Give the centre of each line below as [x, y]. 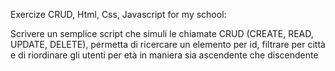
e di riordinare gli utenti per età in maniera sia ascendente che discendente [164, 55]
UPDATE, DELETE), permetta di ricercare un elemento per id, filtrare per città [168, 44]
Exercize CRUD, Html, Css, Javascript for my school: [118, 14]
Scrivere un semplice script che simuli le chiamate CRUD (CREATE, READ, [162, 33]
